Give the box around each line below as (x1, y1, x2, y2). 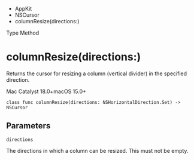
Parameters (6, 121, 51, 131)
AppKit (14, 5, 32, 12)
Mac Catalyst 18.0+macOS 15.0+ (6, 88, 87, 95)
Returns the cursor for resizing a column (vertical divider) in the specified (6, 70, 187, 77)
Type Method (6, 29, 40, 36)
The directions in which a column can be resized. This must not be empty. (6, 147, 189, 154)
